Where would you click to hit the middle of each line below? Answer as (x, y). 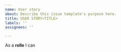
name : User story (23, 9)
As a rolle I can (20, 45)
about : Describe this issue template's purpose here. (61, 14)
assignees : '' (20, 27)
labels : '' (16, 23)
